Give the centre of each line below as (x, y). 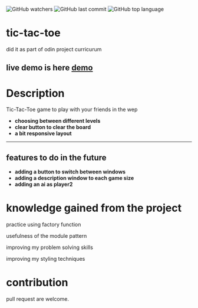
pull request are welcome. (38, 299)
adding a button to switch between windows (70, 172)
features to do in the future (57, 157)
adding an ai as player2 (44, 184)
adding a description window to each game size (74, 178)
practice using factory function (44, 225)
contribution (37, 283)
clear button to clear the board (53, 127)
